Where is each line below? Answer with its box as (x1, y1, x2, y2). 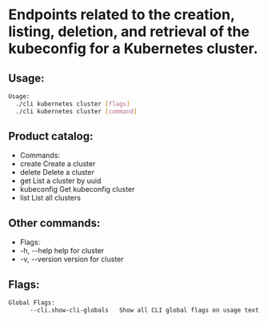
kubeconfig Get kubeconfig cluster (19, 185, 135, 194)
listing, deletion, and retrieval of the (8, 22, 250, 41)
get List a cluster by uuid (19, 176, 102, 185)
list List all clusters (19, 193, 82, 203)
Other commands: (8, 216, 101, 229)
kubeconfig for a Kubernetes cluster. (8, 40, 258, 58)
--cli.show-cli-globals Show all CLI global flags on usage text (29, 306, 260, 314)
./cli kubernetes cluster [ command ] (15, 107, 137, 115)
